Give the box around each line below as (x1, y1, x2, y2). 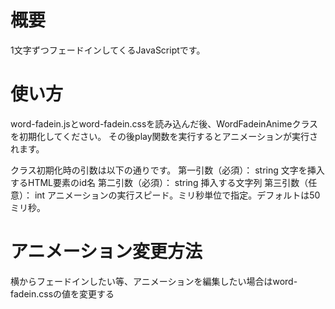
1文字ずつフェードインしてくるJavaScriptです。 (10, 44, 206, 56)
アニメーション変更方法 (10, 241, 203, 263)
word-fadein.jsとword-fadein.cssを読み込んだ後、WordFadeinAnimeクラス (10, 117, 319, 130)
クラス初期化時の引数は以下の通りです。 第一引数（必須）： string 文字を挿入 (10, 164, 325, 176)
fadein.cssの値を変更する (10, 287, 115, 300)
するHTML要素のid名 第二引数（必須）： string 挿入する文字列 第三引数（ (10, 176, 309, 188)
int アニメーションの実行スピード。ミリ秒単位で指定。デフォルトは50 (34, 189, 321, 201)
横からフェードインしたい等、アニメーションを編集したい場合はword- (10, 275, 298, 287)
